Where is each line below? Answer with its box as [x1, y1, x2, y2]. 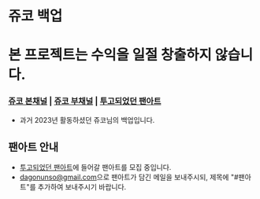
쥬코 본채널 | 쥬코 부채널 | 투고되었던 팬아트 [8, 96, 162, 107]
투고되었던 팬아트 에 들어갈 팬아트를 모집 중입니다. [19, 163, 172, 172]
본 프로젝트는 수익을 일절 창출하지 [8, 46, 212, 64]
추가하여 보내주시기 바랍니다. [38, 182, 127, 192]
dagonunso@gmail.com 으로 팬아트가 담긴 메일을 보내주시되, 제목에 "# [19, 172, 239, 182]
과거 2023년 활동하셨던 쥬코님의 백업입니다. [19, 115, 155, 124]
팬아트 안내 [8, 141, 59, 154]
